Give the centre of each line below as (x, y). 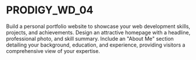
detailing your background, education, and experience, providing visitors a (96, 45)
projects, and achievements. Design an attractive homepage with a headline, (98, 32)
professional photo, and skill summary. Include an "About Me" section (90, 38)
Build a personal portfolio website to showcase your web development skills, (98, 26)
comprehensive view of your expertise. (53, 51)
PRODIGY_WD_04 (50, 10)
